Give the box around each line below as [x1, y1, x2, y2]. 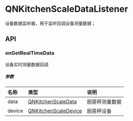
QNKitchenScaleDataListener [5, 3, 129, 15]
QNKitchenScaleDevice [28, 107, 82, 114]
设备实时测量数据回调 [5, 61, 48, 67]
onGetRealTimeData [5, 50, 55, 57]
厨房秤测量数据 [87, 98, 122, 105]
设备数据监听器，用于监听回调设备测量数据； [5, 20, 96, 26]
